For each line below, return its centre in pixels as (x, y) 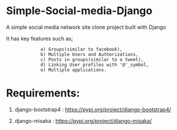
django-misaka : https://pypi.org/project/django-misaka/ (83, 121)
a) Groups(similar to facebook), (81, 49)
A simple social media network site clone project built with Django (86, 27)
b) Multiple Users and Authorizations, (89, 54)
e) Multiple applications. (74, 70)
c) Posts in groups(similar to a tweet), (92, 59)
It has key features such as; (40, 38)
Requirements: (43, 93)
